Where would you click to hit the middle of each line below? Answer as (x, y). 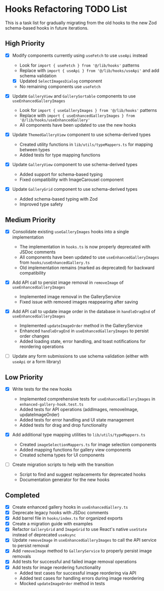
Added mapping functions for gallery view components (75, 450)
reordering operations (41, 347)
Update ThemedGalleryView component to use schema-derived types (81, 135)
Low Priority (24, 377)
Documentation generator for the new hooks (64, 480)
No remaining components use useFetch (60, 86)
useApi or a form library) (37, 362)
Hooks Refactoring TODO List (66, 9)
